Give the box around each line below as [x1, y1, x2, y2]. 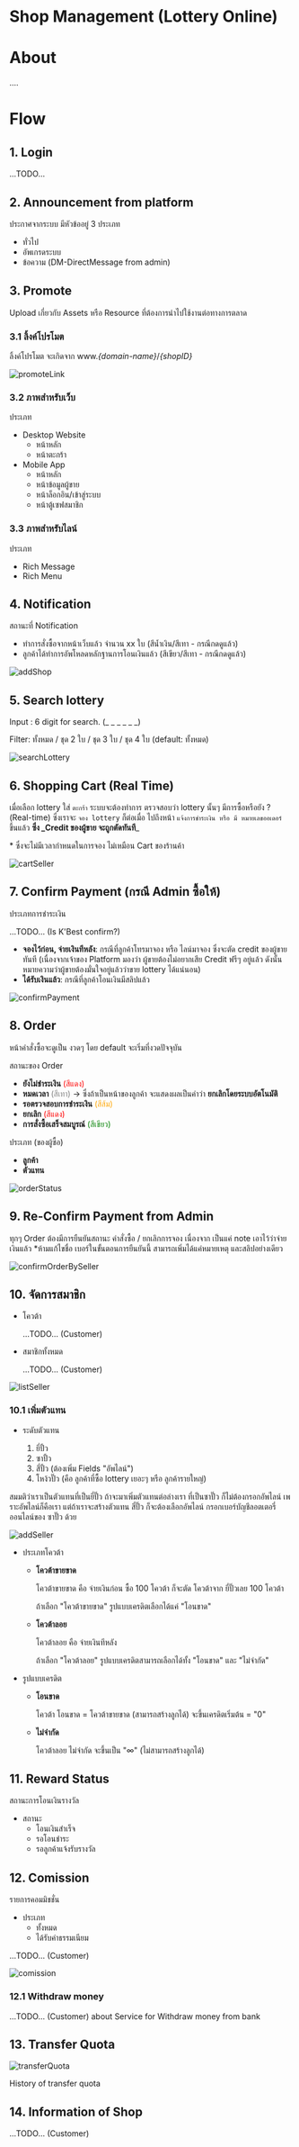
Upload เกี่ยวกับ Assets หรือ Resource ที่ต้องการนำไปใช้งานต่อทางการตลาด [9, 307, 248, 318]
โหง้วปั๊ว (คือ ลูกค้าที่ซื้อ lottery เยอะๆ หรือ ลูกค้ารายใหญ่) [35, 1473, 207, 1484]
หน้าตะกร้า [35, 449, 67, 460]
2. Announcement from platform [9, 194, 194, 210]
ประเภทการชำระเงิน [9, 907, 66, 919]
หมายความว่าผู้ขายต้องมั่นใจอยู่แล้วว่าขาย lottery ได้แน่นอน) [22, 963, 201, 974]
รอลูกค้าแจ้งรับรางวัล [35, 1844, 96, 1854]
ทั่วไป [22, 236, 39, 247]
